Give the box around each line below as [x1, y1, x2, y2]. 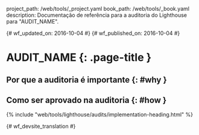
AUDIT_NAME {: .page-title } [6, 51, 152, 64]
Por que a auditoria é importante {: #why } [6, 75, 167, 85]
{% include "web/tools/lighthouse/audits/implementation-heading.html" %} [6, 111, 194, 118]
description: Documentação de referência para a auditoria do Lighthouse [6, 11, 188, 19]
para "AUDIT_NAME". [6, 18, 59, 25]
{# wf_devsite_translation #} [6, 123, 76, 130]
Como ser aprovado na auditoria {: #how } [6, 95, 167, 105]
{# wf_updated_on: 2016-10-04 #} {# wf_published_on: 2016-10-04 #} [6, 30, 180, 37]
